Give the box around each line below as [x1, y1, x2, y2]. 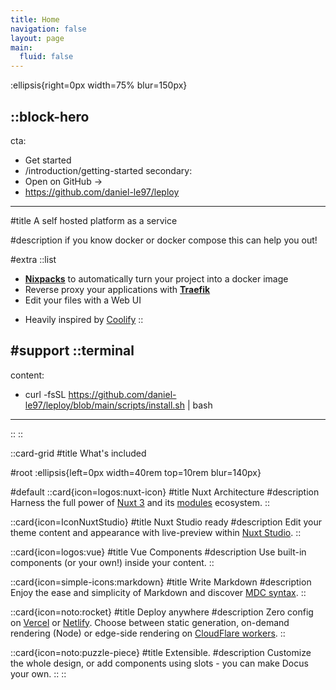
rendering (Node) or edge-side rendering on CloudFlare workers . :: [10, 627, 286, 639]
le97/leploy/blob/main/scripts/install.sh [24, 399, 185, 411]
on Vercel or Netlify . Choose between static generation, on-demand [10, 616, 290, 628]
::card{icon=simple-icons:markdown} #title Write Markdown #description [10, 576, 312, 588]
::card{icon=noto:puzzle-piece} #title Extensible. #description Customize [10, 646, 312, 658]
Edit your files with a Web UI [24, 294, 142, 306]
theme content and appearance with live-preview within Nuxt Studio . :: [10, 526, 302, 538]
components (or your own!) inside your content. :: [10, 556, 215, 568]
